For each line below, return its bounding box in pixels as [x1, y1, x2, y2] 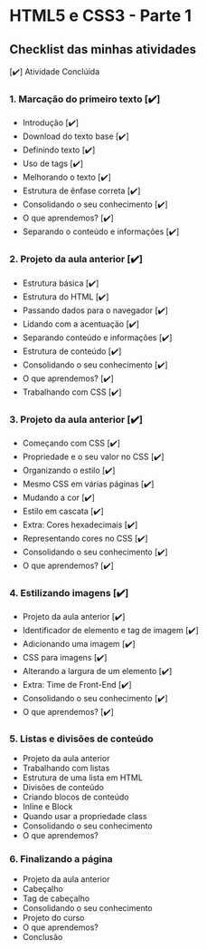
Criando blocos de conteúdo [22, 791, 129, 803]
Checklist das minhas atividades [9, 42, 197, 57]
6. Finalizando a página [9, 853, 113, 866]
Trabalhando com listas [22, 763, 110, 774]
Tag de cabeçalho [22, 893, 90, 904]
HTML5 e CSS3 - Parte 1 [9, 5, 193, 26]
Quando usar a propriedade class [22, 811, 147, 822]
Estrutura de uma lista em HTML [22, 772, 143, 783]
